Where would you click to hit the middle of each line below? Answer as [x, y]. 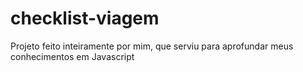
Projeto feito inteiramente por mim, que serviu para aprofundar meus [152, 46]
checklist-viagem [85, 18]
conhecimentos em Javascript [72, 56]
